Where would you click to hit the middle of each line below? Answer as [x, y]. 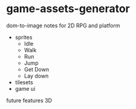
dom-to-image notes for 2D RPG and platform [63, 25]
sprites [24, 37]
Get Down [37, 69]
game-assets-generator [68, 9]
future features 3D [29, 100]
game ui [25, 88]
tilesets [24, 82]
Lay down [36, 76]
